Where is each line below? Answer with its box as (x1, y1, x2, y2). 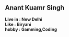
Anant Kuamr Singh (5, 4, 65, 12)
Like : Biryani (5, 21, 32, 27)
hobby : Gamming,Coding (5, 26, 57, 32)
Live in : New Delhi (5, 16, 43, 22)
